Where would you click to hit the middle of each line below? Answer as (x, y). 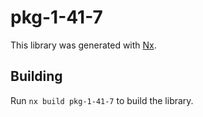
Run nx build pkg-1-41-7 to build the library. (102, 100)
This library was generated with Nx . (83, 45)
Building (36, 76)
